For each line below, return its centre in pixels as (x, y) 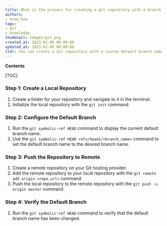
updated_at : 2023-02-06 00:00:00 (40, 47)
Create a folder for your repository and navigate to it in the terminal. (82, 99)
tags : (11, 24)
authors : (14, 14)
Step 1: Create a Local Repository (46, 88)
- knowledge (17, 33)
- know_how (16, 19)
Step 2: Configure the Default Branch (51, 117)
